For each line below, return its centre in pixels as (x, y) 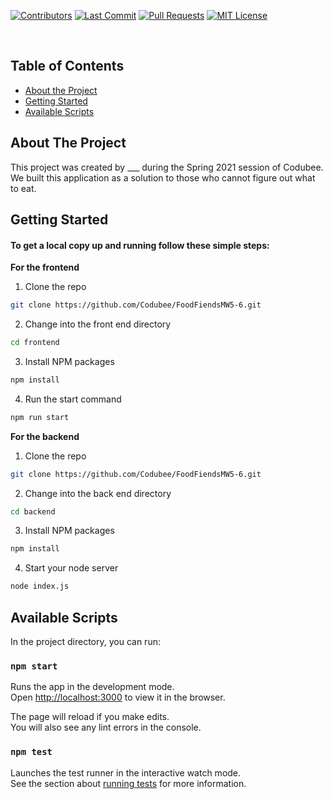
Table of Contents (67, 66)
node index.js (40, 586)
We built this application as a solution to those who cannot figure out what (163, 177)
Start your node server (71, 568)
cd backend (33, 511)
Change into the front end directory (98, 324)
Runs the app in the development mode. (92, 687)
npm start (34, 666)
